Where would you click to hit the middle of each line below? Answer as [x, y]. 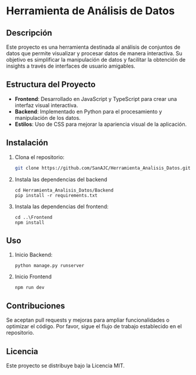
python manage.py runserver [49, 266]
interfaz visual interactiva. [46, 105]
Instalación [27, 143]
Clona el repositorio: [39, 157]
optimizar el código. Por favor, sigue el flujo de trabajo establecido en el [94, 326]
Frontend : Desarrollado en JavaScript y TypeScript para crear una [96, 98]
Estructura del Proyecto [51, 85]
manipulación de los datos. [48, 117]
